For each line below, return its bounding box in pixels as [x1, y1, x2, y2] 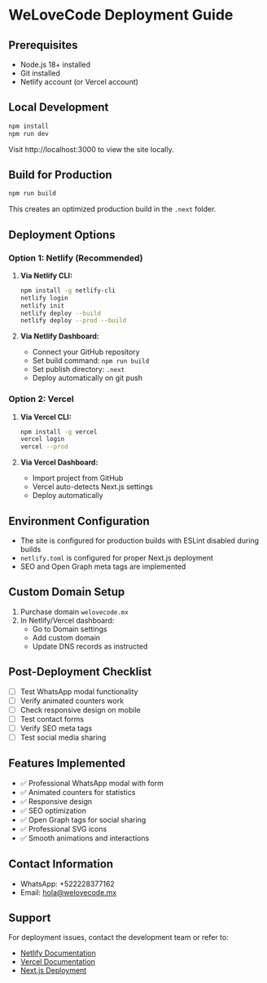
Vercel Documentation [20, 957, 96, 967]
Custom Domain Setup [8, 585, 125, 599]
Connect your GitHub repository [32, 347, 140, 357]
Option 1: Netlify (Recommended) [8, 252, 143, 264]
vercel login [20, 435, 65, 443]
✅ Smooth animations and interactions [20, 832, 150, 843]
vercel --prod [20, 443, 68, 451]
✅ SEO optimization [20, 806, 87, 815]
